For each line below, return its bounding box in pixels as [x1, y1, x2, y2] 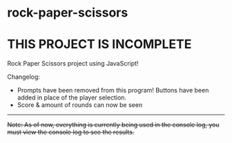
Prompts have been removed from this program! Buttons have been [17, 86, 209, 95]
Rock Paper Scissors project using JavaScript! [7, 59, 139, 68]
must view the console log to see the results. [7, 128, 135, 136]
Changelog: [7, 73, 40, 81]
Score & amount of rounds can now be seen [17, 101, 143, 109]
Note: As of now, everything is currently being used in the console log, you [7, 121, 220, 129]
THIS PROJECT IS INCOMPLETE [7, 37, 192, 53]
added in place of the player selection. [17, 93, 126, 102]
